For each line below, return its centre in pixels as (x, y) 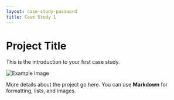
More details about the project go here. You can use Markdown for (87, 85)
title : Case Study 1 (31, 17)
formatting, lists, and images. (41, 91)
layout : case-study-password (42, 11)
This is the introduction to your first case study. (63, 62)
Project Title (36, 46)
